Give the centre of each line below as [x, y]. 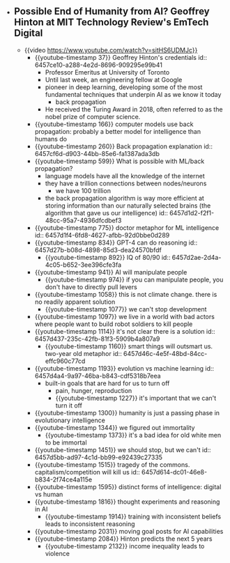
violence [57, 553]
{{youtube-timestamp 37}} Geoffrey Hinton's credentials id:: [121, 57]
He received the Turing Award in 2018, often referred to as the [134, 109]
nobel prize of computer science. [93, 116]
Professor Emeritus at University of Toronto [107, 72]
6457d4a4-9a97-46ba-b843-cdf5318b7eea [98, 376]
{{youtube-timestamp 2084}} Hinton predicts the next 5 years [123, 539]
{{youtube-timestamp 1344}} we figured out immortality [115, 427]
